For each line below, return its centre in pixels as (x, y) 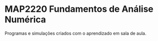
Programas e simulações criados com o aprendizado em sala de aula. (76, 33)
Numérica (26, 20)
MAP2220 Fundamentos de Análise (79, 9)
